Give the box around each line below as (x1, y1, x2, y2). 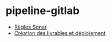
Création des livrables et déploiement (14, 29, 106, 36)
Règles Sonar (14, 23, 47, 30)
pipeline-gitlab (5, 4, 80, 17)
